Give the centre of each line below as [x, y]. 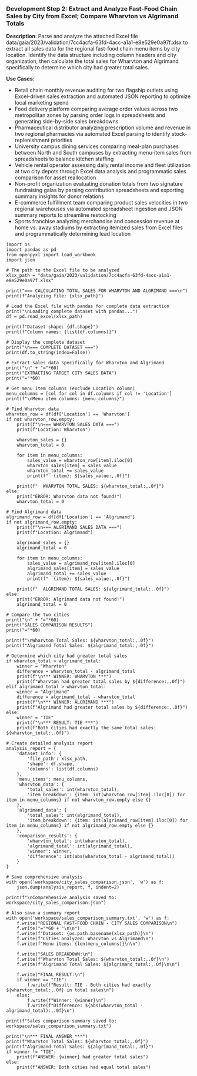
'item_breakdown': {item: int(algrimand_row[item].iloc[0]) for [108, 821]
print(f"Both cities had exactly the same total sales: [87, 728]
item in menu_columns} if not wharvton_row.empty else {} [79, 800]
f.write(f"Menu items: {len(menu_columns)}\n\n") [79, 944]
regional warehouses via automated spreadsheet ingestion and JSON [98, 209]
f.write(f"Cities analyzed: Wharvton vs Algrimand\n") [85, 939]
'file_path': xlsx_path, [58, 759]
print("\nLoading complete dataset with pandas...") [72, 311]
